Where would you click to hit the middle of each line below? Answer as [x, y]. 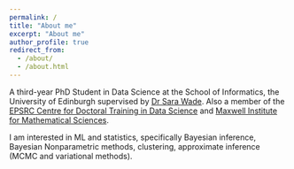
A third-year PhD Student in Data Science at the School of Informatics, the [144, 92]
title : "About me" [43, 26]
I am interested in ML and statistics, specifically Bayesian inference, [133, 137]
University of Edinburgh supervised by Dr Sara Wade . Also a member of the [147, 101]
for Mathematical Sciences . [59, 119]
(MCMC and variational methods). [71, 156]
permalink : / [33, 17]
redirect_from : [37, 50]
